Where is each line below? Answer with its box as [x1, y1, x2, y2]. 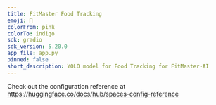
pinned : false [7, 56, 49, 63]
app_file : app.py [7, 50, 58, 57]
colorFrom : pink [7, 23, 55, 30]
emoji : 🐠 [7, 17, 33, 24]
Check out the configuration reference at [7, 82, 126, 90]
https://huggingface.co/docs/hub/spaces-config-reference [7, 89, 179, 98]
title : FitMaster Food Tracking [7, 10, 102, 18]
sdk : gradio [7, 37, 42, 44]
